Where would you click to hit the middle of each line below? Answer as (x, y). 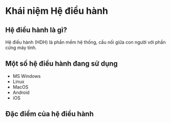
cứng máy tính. (21, 48)
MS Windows (27, 76)
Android (21, 92)
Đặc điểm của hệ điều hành (50, 114)
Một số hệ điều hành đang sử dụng (62, 64)
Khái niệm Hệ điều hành (57, 11)
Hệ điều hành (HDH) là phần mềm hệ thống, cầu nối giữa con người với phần (86, 42)
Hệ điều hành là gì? (36, 30)
